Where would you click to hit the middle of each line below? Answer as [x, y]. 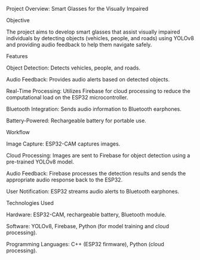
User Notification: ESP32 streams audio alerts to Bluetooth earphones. [93, 191]
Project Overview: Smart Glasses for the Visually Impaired [77, 9]
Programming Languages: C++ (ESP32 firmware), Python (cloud [85, 244]
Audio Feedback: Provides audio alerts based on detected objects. [88, 79]
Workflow [18, 132]
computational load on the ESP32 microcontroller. [67, 97]
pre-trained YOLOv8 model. [40, 162]
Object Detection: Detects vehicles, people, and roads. [73, 68]
